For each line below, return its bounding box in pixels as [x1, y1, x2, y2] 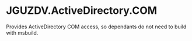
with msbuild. [6, 29, 39, 36]
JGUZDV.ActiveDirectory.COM [6, 4, 158, 17]
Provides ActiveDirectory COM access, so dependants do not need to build [6, 23, 187, 30]
